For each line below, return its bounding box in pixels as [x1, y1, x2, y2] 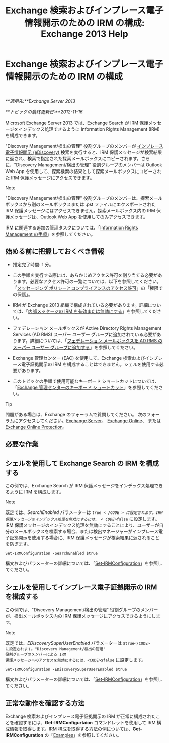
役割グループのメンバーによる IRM [5, 652, 67, 657]
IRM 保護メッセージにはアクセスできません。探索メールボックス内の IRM [5, 207, 155, 213]
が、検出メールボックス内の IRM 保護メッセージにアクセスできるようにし [5, 613, 156, 619]
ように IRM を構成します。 [9, 489, 64, 495]
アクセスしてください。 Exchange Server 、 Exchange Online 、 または [18, 417, 161, 424]
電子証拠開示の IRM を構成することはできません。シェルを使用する [21, 361, 159, 367]
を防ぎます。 [5, 541, 32, 547]
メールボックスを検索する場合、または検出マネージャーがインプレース [14, 528, 159, 534]
